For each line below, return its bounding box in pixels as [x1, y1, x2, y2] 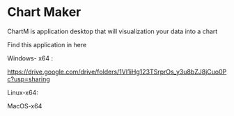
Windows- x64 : [7, 53, 54, 63]
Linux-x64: [7, 88, 38, 97]
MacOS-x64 [7, 101, 42, 110]
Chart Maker [7, 4, 81, 20]
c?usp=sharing [7, 74, 50, 83]
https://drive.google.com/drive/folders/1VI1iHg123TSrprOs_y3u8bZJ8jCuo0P [7, 67, 227, 76]
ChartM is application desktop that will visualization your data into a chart [7, 27, 218, 35]
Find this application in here [7, 40, 87, 49]
